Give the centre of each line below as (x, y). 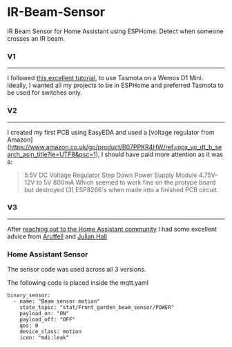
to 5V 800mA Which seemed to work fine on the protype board (126, 182)
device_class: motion (50, 332)
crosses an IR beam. (36, 38)
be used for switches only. (45, 93)
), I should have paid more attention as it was (159, 154)
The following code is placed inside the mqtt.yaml (78, 283)
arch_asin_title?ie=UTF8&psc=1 (52, 154)
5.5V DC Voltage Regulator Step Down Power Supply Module (110, 175)
